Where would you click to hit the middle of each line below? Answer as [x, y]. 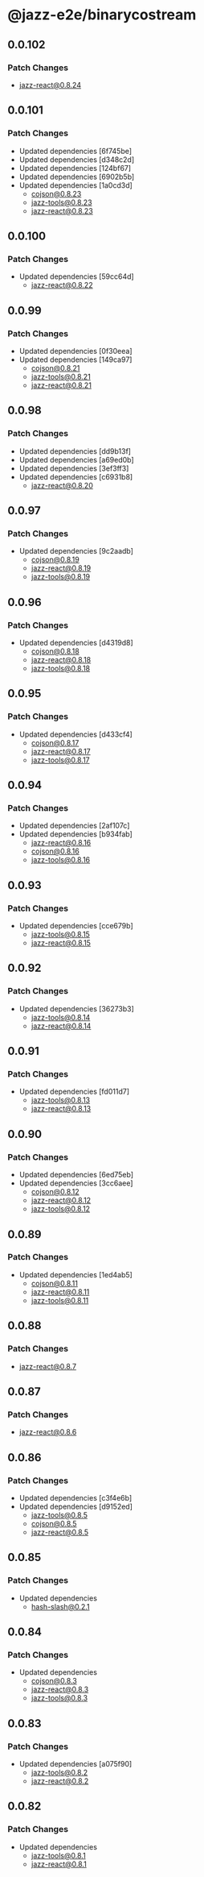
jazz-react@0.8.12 [61, 1200]
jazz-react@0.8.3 [60, 1689]
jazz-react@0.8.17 [61, 751]
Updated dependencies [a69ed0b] [76, 459]
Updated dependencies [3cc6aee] [76, 1183]
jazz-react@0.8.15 [61, 943]
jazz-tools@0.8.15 [60, 934]
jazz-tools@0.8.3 [59, 1698]
